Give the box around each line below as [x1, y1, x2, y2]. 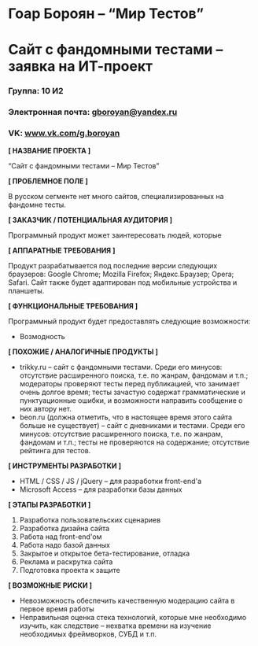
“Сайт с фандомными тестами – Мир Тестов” [8, 161, 160, 170]
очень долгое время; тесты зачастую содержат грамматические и [19, 387, 245, 397]
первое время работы [19, 604, 94, 614]
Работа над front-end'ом [19, 532, 102, 541]
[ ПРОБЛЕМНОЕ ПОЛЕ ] [8, 176, 88, 186]
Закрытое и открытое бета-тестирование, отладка [19, 548, 190, 558]
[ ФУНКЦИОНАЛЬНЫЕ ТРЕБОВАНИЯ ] [8, 301, 138, 311]
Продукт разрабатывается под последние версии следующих [8, 260, 218, 270]
